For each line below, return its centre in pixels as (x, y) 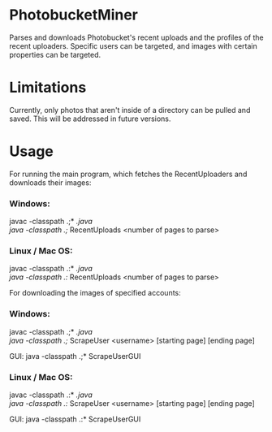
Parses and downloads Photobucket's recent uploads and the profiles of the (136, 37)
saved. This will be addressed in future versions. (90, 119)
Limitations (48, 88)
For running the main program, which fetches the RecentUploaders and (128, 174)
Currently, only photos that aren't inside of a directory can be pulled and (130, 110)
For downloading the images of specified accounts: (95, 293)
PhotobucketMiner (74, 15)
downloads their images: (50, 182)
